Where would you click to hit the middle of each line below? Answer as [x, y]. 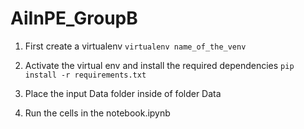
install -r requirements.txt [85, 75]
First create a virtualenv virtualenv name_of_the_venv [135, 46]
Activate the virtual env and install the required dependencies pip [159, 65]
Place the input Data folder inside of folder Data [123, 93]
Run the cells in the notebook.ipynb [97, 113]
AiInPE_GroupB [74, 18]
